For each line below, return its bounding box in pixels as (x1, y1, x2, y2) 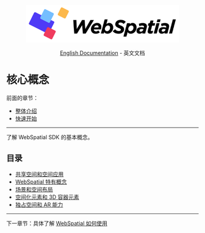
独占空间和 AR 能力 (15, 201, 63, 208)
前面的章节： (6, 94, 38, 101)
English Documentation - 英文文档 (60, 49, 145, 56)
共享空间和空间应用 (15, 170, 64, 177)
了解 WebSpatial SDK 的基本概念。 (6, 133, 93, 141)
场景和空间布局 (15, 185, 53, 193)
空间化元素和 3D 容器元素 (15, 193, 79, 201)
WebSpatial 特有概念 (15, 178, 67, 185)
